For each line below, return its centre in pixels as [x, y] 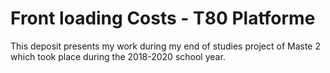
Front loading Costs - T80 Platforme [163, 18]
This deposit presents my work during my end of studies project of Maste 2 [166, 46]
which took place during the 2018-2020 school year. [118, 56]
